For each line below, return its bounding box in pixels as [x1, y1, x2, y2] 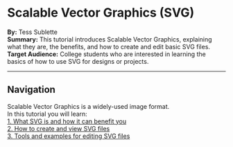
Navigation [7, 84, 55, 96]
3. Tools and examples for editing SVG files [7, 132, 130, 140]
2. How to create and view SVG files [7, 124, 110, 132]
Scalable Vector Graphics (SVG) [7, 5, 195, 21]
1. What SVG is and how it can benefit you [7, 116, 127, 126]
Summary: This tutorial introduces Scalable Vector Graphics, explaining [7, 35, 213, 43]
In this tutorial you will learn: [7, 110, 88, 118]
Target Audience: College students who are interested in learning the [7, 50, 206, 58]
